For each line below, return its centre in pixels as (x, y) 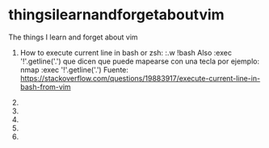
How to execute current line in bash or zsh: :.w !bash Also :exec (126, 52)
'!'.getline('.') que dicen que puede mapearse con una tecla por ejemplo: (140, 61)
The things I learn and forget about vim (74, 37)
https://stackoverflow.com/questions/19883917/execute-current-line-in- (140, 78)
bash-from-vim (45, 87)
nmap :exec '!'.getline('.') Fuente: (74, 69)
